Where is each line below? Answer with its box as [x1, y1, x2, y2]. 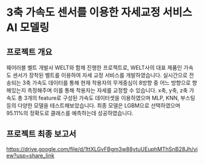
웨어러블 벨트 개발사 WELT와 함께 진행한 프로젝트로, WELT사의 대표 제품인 [6, 64, 182, 71]
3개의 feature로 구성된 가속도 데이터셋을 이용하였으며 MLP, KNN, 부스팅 [24, 95, 195, 101]
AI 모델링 [6, 21, 50, 35]
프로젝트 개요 [6, 47, 53, 57]
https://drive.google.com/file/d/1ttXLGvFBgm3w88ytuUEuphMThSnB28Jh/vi [6, 145, 198, 152]
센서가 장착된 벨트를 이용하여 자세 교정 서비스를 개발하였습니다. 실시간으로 [12, 72, 188, 79]
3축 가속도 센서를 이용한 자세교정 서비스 [6, 5, 192, 19]
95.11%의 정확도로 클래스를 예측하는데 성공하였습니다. [6, 110, 134, 116]
